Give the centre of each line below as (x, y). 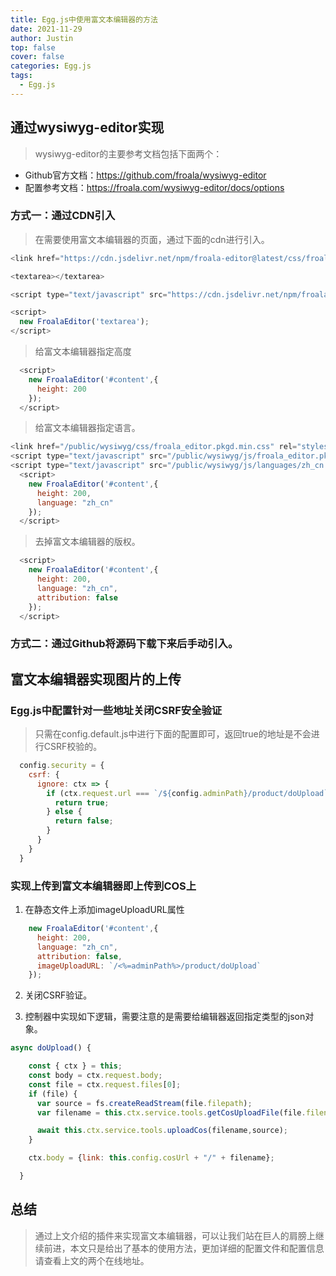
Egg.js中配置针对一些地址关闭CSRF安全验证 (116, 710)
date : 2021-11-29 (46, 29)
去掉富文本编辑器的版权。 (87, 542)
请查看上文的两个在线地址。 (92, 1260)
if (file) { (53, 1094)
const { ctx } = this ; (75, 1066)
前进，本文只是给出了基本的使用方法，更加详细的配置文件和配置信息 (184, 1248)
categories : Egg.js (51, 66)
